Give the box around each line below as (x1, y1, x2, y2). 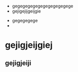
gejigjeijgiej (5, 40, 53, 51)
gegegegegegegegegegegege (12, 3, 74, 9)
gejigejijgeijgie (12, 8, 41, 14)
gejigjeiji (5, 59, 31, 67)
